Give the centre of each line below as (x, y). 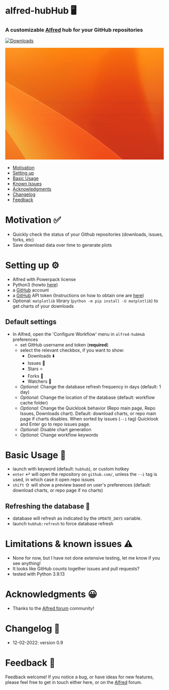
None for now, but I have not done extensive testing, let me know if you (86, 558)
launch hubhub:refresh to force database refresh (63, 524)
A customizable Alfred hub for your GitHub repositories (74, 30)
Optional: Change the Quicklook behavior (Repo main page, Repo (88, 408)
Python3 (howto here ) (35, 285)
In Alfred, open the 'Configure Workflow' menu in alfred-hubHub (79, 334)
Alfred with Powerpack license (44, 279)
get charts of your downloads (43, 306)
